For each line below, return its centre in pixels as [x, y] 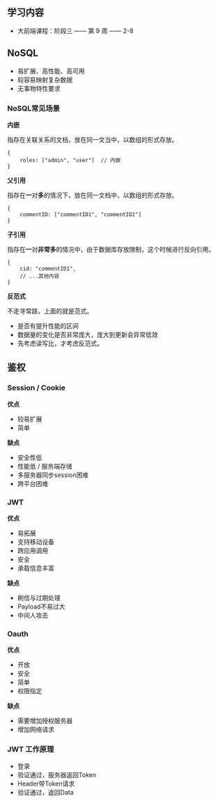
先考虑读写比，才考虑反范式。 [60, 343]
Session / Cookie [37, 388]
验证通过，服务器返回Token [56, 774]
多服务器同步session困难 [53, 475]
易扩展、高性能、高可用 [51, 71]
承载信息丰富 [36, 568]
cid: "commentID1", [48, 269]
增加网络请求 [36, 730]
